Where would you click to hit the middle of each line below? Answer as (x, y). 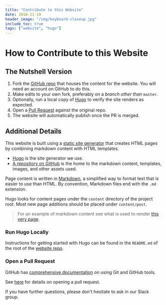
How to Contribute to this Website (77, 53)
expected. (23, 105)
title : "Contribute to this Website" (44, 10)
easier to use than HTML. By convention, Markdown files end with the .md (81, 183)
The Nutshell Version (39, 71)
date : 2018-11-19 (23, 14)
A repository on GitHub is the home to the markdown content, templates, (87, 163)
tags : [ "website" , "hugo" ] (33, 28)
